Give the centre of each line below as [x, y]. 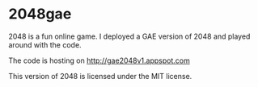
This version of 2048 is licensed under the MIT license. [100, 76]
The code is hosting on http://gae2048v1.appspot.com [99, 60]
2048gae [40, 14]
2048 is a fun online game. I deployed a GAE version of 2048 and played [129, 36]
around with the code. [45, 44]
